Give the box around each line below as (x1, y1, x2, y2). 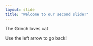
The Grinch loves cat (5, 25, 49, 31)
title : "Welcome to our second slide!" (5, 12, 89, 17)
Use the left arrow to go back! (5, 35, 67, 41)
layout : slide (5, 7, 35, 12)
